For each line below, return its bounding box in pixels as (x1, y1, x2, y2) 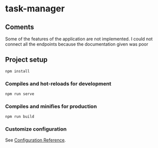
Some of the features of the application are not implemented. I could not (5, 36, 153, 42)
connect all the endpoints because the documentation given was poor (5, 41, 149, 47)
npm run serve (5, 91, 35, 97)
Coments (5, 23, 34, 31)
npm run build (5, 114, 35, 119)
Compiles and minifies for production (5, 103, 97, 110)
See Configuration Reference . (5, 137, 66, 143)
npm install (5, 69, 30, 74)
